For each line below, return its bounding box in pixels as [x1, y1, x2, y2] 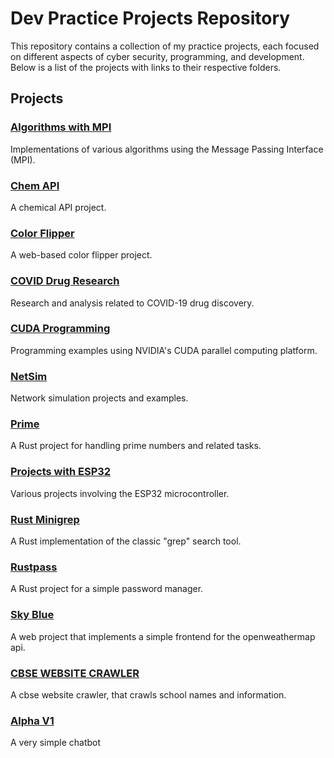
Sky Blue [10, 608, 55, 622]
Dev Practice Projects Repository [10, 7, 291, 30]
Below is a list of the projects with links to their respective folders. [10, 61, 282, 73]
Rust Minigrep [10, 512, 80, 526]
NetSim [10, 369, 48, 383]
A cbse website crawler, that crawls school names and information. [10, 688, 287, 701]
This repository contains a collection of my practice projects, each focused [10, 40, 320, 52]
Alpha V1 [10, 713, 55, 727]
